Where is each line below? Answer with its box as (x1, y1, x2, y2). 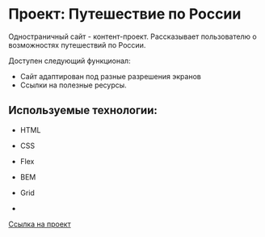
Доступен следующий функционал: (8, 56, 131, 66)
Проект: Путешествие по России (8, 5, 242, 23)
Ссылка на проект (8, 219, 71, 229)
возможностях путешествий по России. (8, 40, 146, 49)
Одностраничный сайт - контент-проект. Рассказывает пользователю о (8, 32, 257, 41)
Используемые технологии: (8, 104, 158, 117)
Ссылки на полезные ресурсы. (19, 80, 127, 90)
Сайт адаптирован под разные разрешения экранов (19, 71, 202, 81)
